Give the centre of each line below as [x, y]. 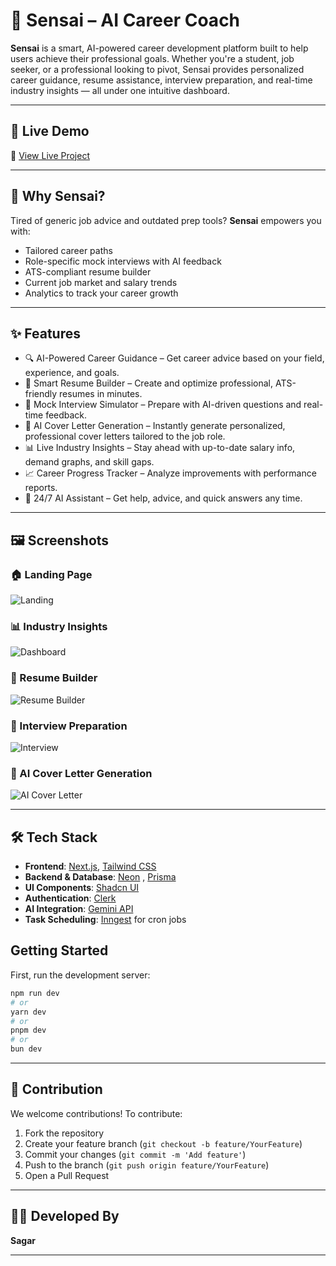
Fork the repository [64, 1133]
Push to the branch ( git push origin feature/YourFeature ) [147, 1165]
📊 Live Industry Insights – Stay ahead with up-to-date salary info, [160, 448]
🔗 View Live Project [50, 155]
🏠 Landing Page [51, 574]
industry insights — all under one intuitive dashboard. [120, 90]
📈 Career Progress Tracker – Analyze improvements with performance [170, 473]
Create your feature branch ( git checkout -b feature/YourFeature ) [163, 1143]
